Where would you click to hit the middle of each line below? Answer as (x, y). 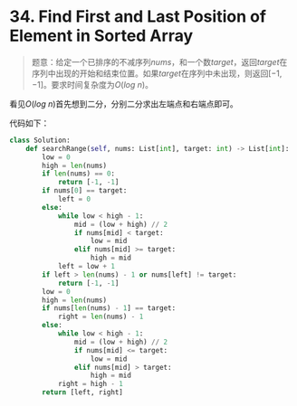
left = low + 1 (86, 267)
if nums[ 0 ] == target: (85, 191)
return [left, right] (83, 392)
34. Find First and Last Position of (138, 17)
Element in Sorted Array (101, 36)
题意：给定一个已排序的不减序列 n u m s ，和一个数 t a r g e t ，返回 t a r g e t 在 (159, 61)
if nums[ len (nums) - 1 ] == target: (109, 308)
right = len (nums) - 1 (101, 317)
